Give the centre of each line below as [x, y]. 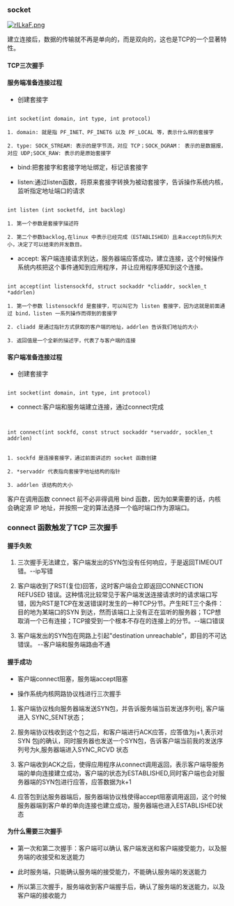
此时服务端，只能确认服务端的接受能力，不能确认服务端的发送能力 [112, 872]
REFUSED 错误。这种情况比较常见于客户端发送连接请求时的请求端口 [115, 594]
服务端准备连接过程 [35, 82]
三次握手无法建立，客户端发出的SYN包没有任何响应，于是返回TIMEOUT [120, 562]
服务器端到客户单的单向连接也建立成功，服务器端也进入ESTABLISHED [117, 805]
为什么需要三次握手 [35, 831]
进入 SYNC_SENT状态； [51, 717]
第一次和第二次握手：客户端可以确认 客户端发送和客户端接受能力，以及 [119, 848]
